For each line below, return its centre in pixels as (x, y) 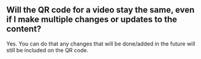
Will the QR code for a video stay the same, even (100, 10)
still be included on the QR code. (47, 50)
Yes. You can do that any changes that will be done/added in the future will (101, 43)
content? (24, 29)
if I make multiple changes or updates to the (92, 20)
